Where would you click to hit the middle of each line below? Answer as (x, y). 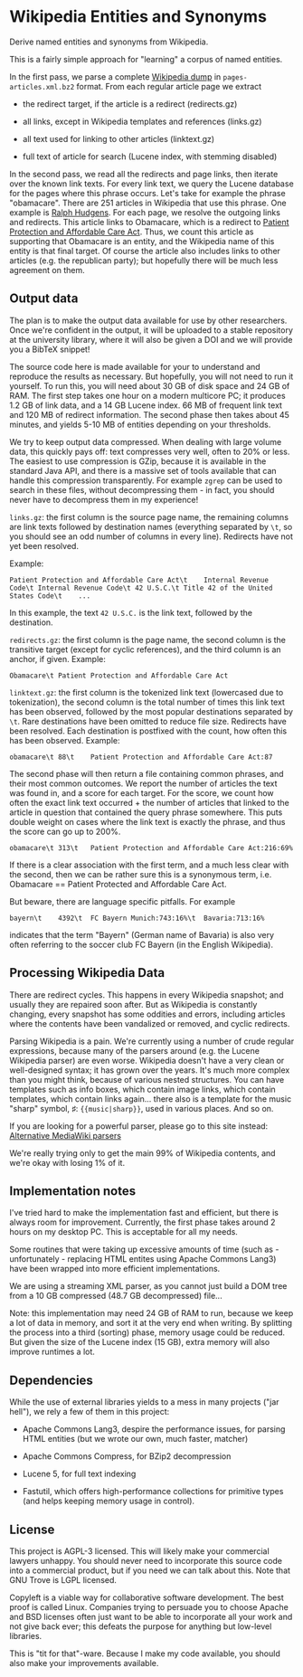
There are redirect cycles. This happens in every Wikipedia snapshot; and (147, 995)
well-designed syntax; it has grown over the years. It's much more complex (150, 1070)
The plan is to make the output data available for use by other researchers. (148, 320)
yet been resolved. (44, 545)
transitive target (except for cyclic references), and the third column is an (146, 649)
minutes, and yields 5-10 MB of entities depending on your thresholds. (140, 424)
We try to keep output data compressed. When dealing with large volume (146, 441)
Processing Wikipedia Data (87, 973)
